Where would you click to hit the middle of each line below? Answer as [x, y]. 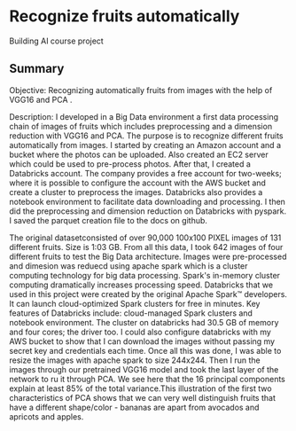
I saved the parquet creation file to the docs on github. [109, 220]
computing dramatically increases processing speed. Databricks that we [141, 285]
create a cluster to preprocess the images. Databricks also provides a [136, 192]
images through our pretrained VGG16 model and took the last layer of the [144, 369]
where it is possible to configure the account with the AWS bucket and [137, 183]
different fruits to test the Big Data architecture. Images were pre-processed [148, 256]
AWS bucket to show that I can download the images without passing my [142, 341]
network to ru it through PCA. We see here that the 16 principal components [148, 379]
